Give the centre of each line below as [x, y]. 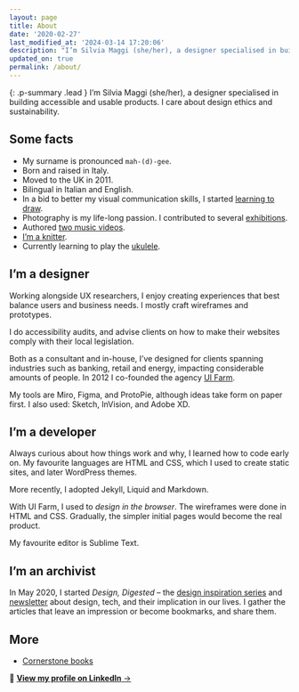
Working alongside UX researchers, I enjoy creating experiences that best [145, 296]
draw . [32, 208]
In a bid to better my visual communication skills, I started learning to [148, 199]
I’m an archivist [53, 571]
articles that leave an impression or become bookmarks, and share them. [143, 612]
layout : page [33, 17]
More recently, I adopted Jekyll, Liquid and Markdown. [109, 490]
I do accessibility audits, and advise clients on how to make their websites [145, 331]
